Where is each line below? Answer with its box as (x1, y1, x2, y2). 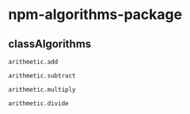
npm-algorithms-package (8, 6, 183, 24)
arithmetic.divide (8, 100, 69, 108)
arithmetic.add (8, 58, 59, 66)
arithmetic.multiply (8, 85, 77, 93)
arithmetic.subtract (8, 72, 77, 80)
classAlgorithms (8, 37, 92, 51)
